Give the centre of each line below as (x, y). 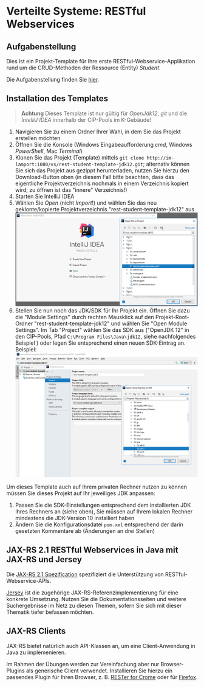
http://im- (160, 158)
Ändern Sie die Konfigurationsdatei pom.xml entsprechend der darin (99, 524)
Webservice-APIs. (29, 580)
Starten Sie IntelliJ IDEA (45, 196)
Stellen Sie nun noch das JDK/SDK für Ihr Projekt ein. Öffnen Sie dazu (102, 311)
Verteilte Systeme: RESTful (76, 11)
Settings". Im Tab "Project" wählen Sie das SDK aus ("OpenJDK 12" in (102, 330)
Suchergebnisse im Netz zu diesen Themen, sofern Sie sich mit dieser (94, 605)
